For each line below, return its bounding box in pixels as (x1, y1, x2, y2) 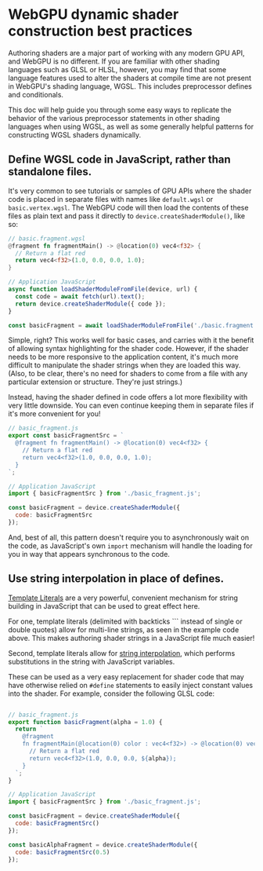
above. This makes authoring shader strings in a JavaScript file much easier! (8, 633, 255, 642)
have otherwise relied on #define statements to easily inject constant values (8, 680, 254, 690)
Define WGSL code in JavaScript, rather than (8, 153, 231, 167)
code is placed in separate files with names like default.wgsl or (8, 194, 214, 203)
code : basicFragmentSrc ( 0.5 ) (15, 848, 110, 856)
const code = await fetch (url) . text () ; (15, 292, 146, 300)
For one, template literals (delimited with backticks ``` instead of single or (8, 617, 243, 626)
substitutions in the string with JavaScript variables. (8, 657, 175, 666)
